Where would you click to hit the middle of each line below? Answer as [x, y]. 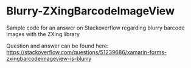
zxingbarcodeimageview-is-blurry [49, 58]
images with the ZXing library [43, 34]
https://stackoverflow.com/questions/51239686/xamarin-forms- [87, 52]
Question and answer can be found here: [57, 46]
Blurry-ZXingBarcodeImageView [91, 11]
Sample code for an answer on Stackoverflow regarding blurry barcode [95, 28]
